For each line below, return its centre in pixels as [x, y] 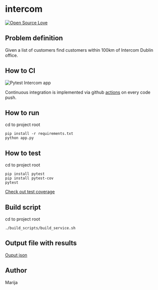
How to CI [20, 71]
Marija [12, 282]
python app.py [20, 138]
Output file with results [41, 243]
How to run [22, 113]
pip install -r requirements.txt [39, 134]
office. [12, 55]
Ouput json [16, 255]
